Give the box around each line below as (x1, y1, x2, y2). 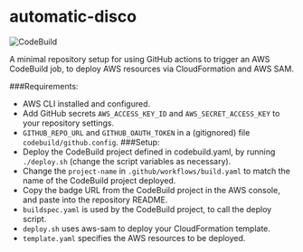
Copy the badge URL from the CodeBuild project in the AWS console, (22, 184, 280, 195)
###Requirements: (9, 80, 79, 91)
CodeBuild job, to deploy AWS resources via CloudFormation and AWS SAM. (9, 63, 294, 74)
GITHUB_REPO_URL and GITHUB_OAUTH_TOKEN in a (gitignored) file (22, 126, 251, 137)
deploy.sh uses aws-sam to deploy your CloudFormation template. (22, 223, 271, 234)
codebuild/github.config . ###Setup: (22, 136, 160, 147)
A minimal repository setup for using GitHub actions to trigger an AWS (9, 53, 270, 64)
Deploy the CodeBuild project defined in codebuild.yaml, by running (22, 146, 276, 157)
